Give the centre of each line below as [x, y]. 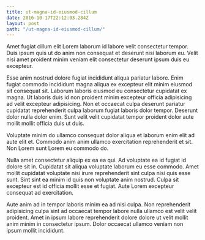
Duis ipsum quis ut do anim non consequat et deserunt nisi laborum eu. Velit [102, 53]
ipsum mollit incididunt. [35, 231]
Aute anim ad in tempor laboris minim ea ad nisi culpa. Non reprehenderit [99, 204]
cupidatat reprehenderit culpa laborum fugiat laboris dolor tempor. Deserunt [102, 110]
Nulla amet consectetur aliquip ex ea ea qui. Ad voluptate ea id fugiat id [96, 160]
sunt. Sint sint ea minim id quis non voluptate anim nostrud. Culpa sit [93, 180]
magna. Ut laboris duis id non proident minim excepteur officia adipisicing [99, 97]
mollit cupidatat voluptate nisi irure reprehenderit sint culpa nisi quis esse [99, 173]
